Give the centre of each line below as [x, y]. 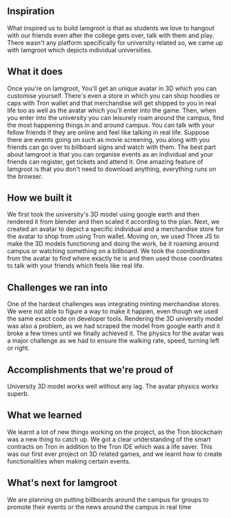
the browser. [25, 176]
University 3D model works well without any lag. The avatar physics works [113, 386]
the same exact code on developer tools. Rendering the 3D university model [115, 319]
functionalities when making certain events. [69, 461]
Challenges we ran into [58, 287]
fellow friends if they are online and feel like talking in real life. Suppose [108, 132]
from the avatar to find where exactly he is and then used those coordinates [115, 259]
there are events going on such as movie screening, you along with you [109, 139]
